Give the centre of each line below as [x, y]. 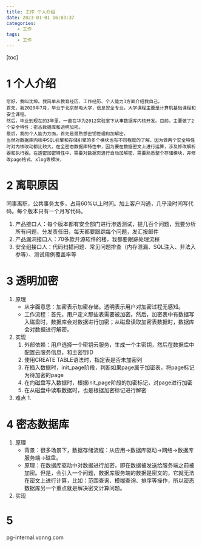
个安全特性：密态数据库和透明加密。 [45, 127]
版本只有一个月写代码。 [56, 211]
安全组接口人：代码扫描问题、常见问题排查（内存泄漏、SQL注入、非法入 [105, 246]
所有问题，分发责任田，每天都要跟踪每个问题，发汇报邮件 [87, 231]
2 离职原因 [32, 185]
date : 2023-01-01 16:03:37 [40, 18]
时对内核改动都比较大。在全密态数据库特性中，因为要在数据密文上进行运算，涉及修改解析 [101, 146]
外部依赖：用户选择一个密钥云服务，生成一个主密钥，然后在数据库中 [109, 344]
